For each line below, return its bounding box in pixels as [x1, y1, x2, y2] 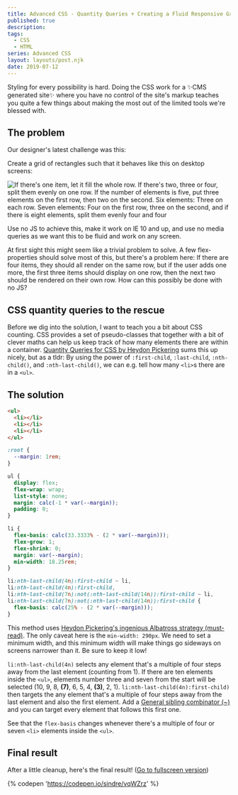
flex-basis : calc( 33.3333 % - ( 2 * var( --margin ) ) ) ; [13, 532, 170, 539]
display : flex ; [13, 479, 59, 486]
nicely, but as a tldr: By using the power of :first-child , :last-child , [7, 353, 210, 362]
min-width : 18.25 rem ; [13, 558, 78, 565]
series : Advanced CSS [7, 50, 72, 57]
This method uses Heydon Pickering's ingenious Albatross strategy [7, 623, 204, 632]
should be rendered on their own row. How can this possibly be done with [7, 276, 222, 285]
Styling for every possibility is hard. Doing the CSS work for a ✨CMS [7, 82, 207, 91]
